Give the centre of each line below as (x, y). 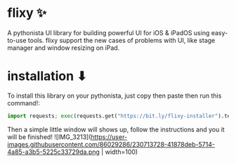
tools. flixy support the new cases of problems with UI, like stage (122, 40)
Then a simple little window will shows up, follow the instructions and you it (116, 129)
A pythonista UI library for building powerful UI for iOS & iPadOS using (109, 32)
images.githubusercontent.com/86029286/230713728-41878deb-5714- (111, 144)
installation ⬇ (47, 76)
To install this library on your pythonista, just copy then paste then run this (114, 96)
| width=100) (120, 152)
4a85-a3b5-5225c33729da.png (54, 152)
